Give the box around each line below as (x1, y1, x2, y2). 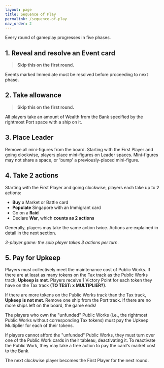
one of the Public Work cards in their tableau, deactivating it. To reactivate (5, 337, 156, 343)
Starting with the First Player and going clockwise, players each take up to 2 (5, 184, 160, 190)
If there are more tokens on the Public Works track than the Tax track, (5, 292, 146, 298)
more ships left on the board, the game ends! (5, 302, 97, 309)
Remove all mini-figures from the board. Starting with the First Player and (5, 146, 154, 152)
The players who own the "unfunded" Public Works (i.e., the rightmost (5, 312, 148, 318)
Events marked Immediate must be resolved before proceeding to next (5, 72, 149, 78)
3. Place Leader (5, 133, 54, 142)
